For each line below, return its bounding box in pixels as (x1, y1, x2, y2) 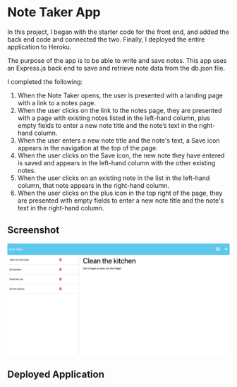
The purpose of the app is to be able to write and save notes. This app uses (7, 56, 227, 64)
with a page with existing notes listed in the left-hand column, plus (17, 114, 210, 122)
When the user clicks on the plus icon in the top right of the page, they (17, 189, 223, 197)
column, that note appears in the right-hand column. (17, 181, 170, 189)
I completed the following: (7, 77, 83, 85)
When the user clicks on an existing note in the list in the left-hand (17, 174, 210, 182)
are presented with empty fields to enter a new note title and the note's (17, 196, 224, 205)
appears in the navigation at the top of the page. (17, 143, 158, 152)
